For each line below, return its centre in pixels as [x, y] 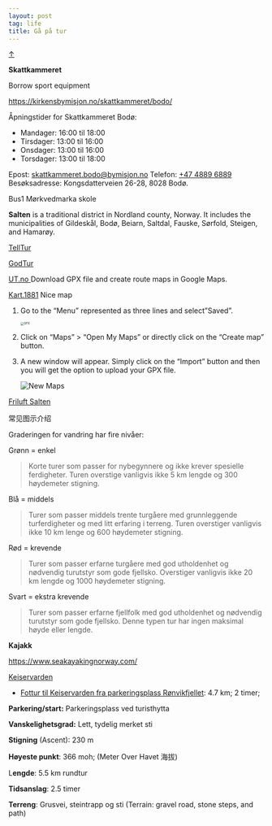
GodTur [21, 263]
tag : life [25, 24]
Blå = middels [31, 499]
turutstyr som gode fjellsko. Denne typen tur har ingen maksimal [136, 621]
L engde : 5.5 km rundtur [48, 772]
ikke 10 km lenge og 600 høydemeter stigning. [106, 532]
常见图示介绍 [30, 418]
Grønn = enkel [32, 450]
